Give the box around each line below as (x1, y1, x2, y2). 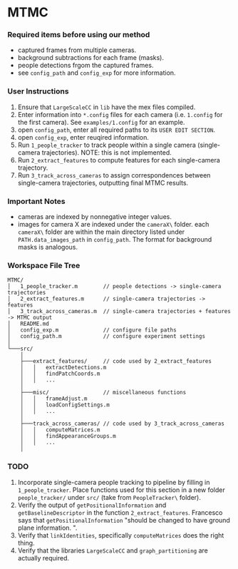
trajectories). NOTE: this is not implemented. (41, 148, 172, 157)
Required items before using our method (7, 30, 150, 40)
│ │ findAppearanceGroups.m (20, 433, 116, 440)
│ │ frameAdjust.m (20, 395, 88, 403)
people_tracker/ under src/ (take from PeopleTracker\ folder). (17, 493, 201, 501)
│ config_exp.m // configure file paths (7, 327, 177, 334)
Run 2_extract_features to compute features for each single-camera (17, 155, 221, 164)
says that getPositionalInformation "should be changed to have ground (17, 516, 230, 524)
